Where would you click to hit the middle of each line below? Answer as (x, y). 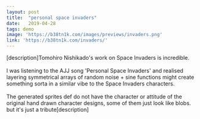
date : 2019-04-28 (31, 23)
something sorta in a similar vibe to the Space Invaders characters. (91, 84)
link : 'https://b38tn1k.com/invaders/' (57, 40)
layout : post (23, 12)
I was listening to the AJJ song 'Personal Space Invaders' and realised (95, 70)
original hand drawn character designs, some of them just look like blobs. (99, 103)
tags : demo (20, 29)
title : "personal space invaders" (52, 18)
